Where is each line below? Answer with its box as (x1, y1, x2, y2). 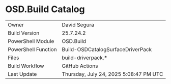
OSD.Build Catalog (5, 4, 85, 15)
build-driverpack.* (62, 54, 108, 61)
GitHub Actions (62, 62, 98, 69)
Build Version (8, 29, 40, 36)
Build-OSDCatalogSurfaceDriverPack (62, 46, 152, 53)
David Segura (62, 21, 94, 28)
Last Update (8, 70, 37, 77)
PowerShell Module (8, 37, 54, 45)
